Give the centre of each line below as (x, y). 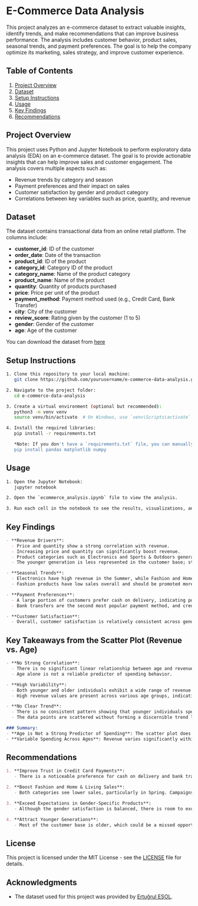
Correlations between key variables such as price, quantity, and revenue (103, 198)
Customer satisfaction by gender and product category (82, 192)
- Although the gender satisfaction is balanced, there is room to (98, 809)
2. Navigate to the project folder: (51, 390)
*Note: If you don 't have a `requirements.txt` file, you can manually (104, 444)
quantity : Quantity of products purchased (65, 286)
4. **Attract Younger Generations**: (52, 819)
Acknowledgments (42, 882)
